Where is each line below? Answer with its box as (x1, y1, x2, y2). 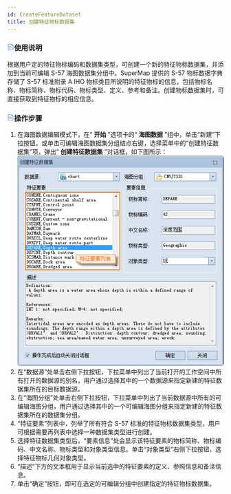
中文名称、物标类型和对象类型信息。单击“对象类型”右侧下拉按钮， (29, 444, 216, 453)
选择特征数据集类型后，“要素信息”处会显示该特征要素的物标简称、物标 (16, 436, 216, 444)
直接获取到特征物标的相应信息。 (7, 94, 98, 103)
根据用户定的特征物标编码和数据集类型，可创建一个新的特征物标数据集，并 (7, 60, 218, 68)
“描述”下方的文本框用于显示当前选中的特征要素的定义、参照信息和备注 (16, 462, 216, 471)
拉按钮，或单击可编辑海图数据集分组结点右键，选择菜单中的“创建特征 (16, 139, 213, 147)
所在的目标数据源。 (29, 385, 84, 393)
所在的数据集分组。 (29, 410, 84, 419)
